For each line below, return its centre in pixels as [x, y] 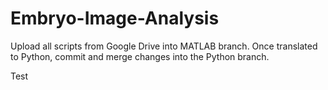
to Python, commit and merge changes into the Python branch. [140, 56]
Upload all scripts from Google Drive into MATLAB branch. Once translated [164, 46]
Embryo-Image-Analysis [115, 18]
